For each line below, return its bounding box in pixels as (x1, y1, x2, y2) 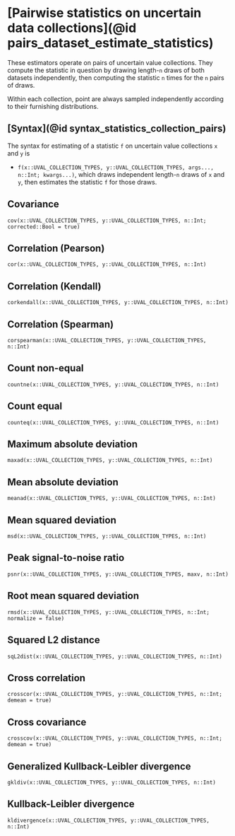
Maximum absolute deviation (7, 439, 138, 451)
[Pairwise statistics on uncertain (7, 5, 202, 21)
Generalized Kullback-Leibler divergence (7, 760, 192, 772)
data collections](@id (7, 20, 137, 36)
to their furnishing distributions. (7, 102, 99, 110)
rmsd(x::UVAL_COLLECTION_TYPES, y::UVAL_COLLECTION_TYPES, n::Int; (7, 608, 210, 616)
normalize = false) (7, 615, 65, 622)
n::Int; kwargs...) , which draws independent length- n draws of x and (17, 170, 225, 178)
